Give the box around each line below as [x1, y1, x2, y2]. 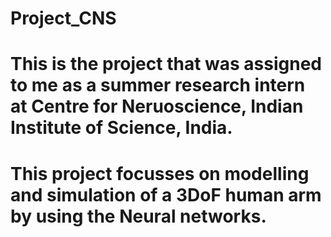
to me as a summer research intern [10, 74, 306, 97]
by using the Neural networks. [10, 205, 267, 227]
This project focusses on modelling [10, 162, 310, 185]
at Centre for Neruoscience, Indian [10, 95, 304, 118]
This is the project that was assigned [10, 53, 323, 76]
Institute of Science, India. [10, 117, 233, 139]
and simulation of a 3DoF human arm [10, 183, 322, 206]
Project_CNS [10, 7, 117, 30]
